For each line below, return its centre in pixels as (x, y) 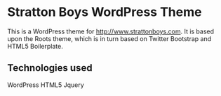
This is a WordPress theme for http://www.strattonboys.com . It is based (111, 31)
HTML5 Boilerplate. (35, 46)
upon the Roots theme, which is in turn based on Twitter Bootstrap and (109, 38)
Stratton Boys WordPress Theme (105, 12)
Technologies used (50, 68)
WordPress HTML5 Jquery (46, 85)
